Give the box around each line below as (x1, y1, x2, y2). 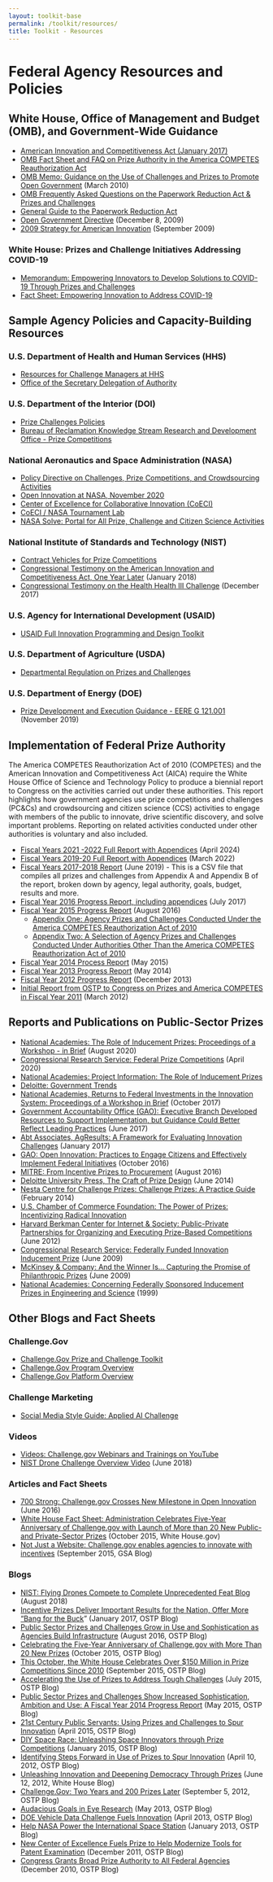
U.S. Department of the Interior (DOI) (8, 398, 156, 409)
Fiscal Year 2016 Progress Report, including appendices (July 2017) (19, 896, 247, 906)
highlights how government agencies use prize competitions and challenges (8, 794, 264, 804)
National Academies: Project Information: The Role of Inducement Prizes (19, 1071, 263, 1081)
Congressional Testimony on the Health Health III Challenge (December (19, 581, 260, 591)
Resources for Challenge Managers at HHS (19, 370, 165, 379)
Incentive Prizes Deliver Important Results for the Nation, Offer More (19, 1604, 249, 1614)
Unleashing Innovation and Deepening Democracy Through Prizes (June (19, 1769, 263, 1779)
